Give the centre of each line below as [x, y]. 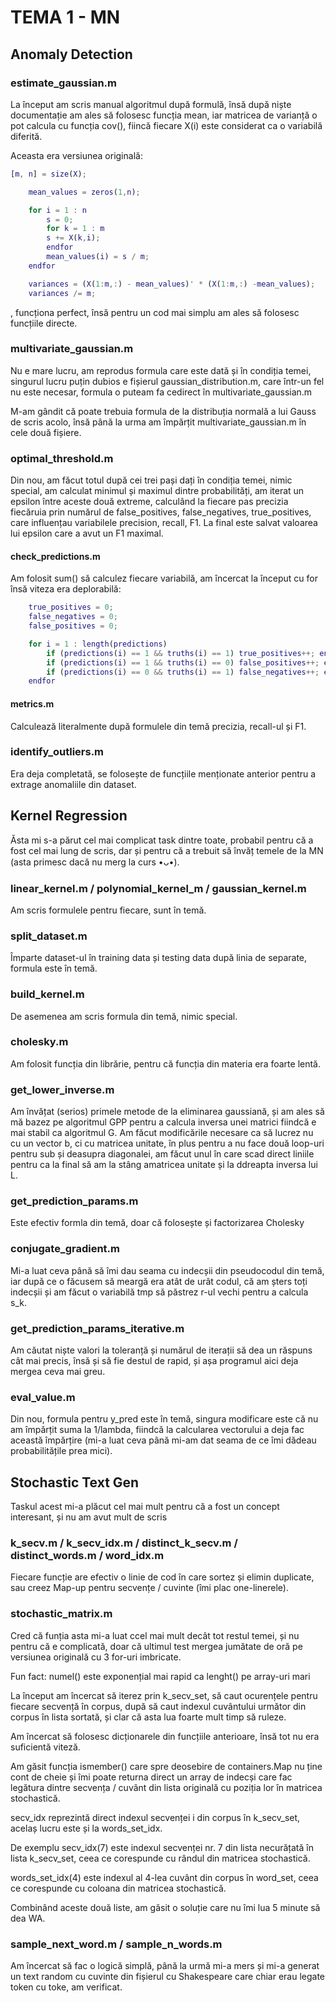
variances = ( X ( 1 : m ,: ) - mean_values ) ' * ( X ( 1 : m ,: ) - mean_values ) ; [172, 284]
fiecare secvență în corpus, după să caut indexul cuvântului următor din [158, 1706]
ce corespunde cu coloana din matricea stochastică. [118, 1888]
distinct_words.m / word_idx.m [87, 1556]
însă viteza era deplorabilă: [66, 589]
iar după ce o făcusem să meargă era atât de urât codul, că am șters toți [159, 1281]
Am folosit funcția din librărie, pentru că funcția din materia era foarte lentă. [165, 1063]
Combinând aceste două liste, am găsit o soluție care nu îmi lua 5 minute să [165, 1907]
